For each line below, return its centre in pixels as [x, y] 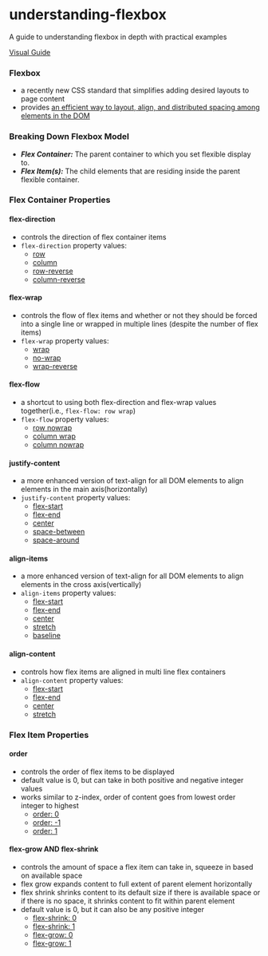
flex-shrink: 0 [55, 918]
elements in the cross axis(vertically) [81, 585]
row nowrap [52, 428]
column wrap [54, 436]
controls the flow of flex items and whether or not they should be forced [139, 315]
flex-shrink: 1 [53, 926]
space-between [59, 532]
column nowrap [58, 445]
